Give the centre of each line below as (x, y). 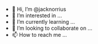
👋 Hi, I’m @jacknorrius (39, 9)
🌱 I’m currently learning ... (43, 22)
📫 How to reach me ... (39, 35)
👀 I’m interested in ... (37, 15)
